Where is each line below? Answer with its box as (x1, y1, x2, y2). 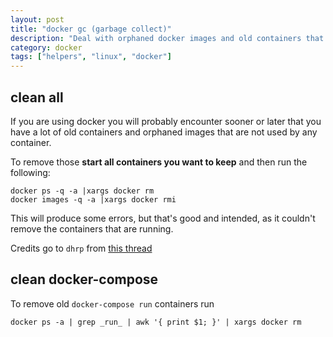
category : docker (10, 42, 83, 53)
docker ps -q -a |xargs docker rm (10, 186, 155, 196)
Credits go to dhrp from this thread (10, 242, 153, 254)
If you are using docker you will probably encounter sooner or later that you (10, 115, 322, 127)
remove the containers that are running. (10, 222, 174, 235)
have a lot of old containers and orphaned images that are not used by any (10, 126, 318, 138)
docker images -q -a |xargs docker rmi (10, 194, 177, 205)
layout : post (10, 14, 65, 25)
